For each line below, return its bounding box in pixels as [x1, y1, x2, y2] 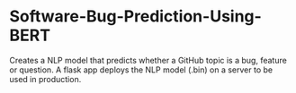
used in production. [9, 73, 82, 84]
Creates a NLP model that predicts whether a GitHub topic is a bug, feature [9, 55, 288, 65]
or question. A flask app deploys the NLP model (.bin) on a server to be [9, 64, 273, 75]
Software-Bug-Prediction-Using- [9, 6, 263, 27]
